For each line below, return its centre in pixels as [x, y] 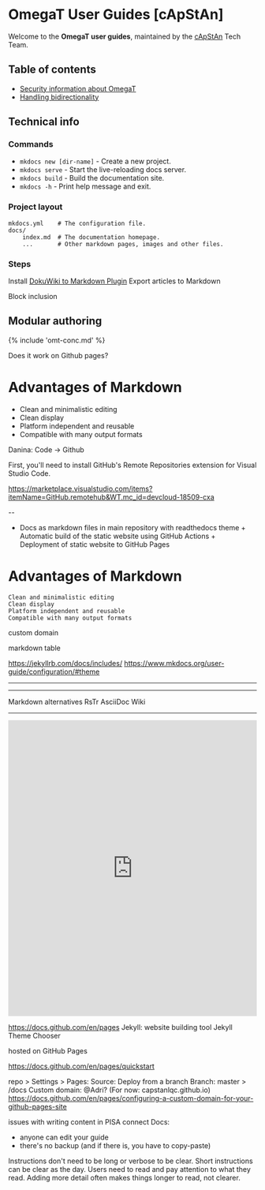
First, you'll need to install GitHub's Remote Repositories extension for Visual [132, 465]
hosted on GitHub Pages [48, 1050]
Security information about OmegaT [78, 88]
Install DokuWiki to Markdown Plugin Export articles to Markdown [114, 281]
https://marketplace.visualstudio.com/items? [80, 488]
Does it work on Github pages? [58, 355]
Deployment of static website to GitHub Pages [95, 544]
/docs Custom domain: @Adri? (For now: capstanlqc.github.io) [110, 1090]
